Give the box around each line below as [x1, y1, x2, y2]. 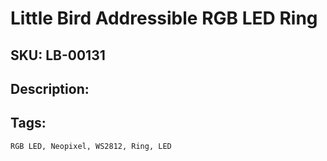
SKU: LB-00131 [10, 47, 106, 64]
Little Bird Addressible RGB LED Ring [10, 7, 318, 30]
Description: [10, 80, 90, 97]
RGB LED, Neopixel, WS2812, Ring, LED [10, 141, 172, 151]
